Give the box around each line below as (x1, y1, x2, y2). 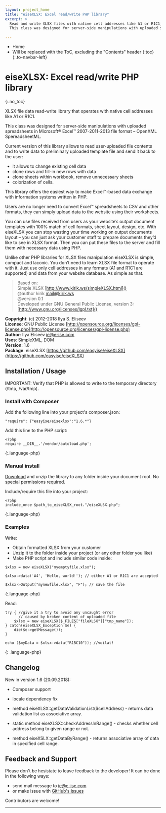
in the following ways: (5, 773, 49, 779)
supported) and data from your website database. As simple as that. (5, 270, 144, 276)
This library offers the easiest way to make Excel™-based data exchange (5, 189, 152, 195)
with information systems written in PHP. (5, 194, 88, 200)
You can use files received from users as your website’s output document (5, 219, 155, 225)
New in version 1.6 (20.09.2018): (5, 677, 71, 683)
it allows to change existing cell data (12, 163, 86, 169)
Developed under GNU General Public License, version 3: (17, 301, 134, 307)
